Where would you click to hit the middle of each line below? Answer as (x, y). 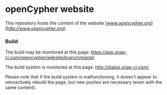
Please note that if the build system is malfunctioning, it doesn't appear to (81, 77)
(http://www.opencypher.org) (35, 28)
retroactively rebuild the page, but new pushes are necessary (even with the (84, 82)
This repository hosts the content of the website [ (56, 23)
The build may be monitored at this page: (47, 52)
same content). (21, 87)
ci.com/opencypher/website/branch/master (50, 57)
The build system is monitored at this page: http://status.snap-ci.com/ (77, 67)
